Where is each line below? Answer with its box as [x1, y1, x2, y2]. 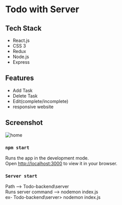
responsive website [12, 104, 54, 110]
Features [5, 74, 34, 83]
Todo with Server [5, 4, 80, 15]
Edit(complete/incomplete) [12, 98, 69, 104]
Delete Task [12, 93, 38, 99]
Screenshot [5, 118, 43, 127]
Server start [5, 173, 38, 179]
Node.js [12, 54, 29, 60]
